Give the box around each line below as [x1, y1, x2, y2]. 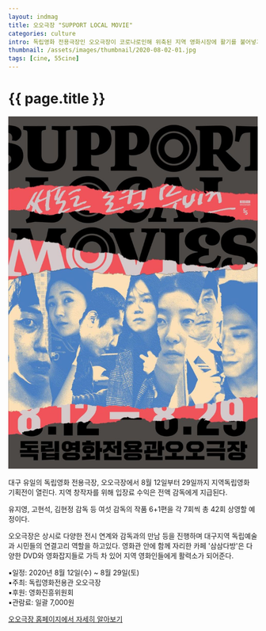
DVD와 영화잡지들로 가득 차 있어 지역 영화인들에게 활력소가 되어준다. [22, 551, 234, 560]
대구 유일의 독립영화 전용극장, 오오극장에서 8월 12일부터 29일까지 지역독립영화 [8, 477, 250, 487]
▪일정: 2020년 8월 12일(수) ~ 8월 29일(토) [8, 568, 140, 577]
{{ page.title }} [8, 90, 106, 108]
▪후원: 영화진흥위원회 [8, 587, 74, 597]
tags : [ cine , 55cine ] [8, 55, 80, 63]
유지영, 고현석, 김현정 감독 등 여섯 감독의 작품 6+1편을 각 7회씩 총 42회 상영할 [8, 504, 247, 514]
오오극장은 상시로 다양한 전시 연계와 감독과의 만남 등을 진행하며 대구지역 [8, 531, 230, 541]
